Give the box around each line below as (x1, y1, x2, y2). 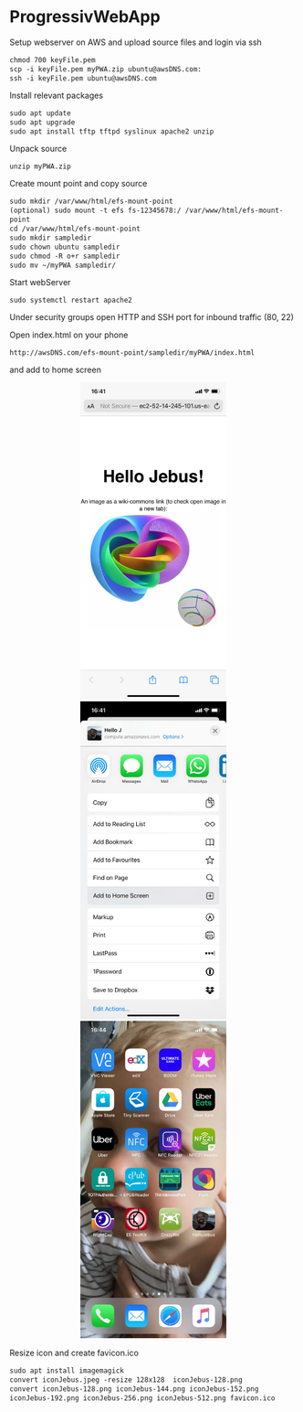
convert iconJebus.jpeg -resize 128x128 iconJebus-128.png (9, 1375, 244, 1385)
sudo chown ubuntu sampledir (9, 242, 120, 251)
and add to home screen (9, 364, 102, 375)
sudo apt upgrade (9, 117, 76, 127)
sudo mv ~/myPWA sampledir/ (9, 261, 117, 270)
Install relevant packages (9, 90, 103, 101)
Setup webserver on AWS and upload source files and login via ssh (9, 37, 262, 48)
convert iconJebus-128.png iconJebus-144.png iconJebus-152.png (9, 1385, 259, 1394)
